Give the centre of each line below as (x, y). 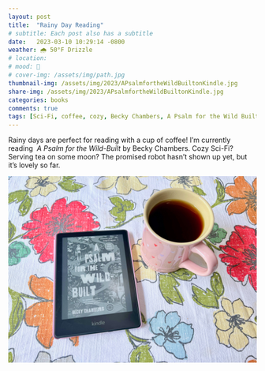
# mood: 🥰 (24, 67)
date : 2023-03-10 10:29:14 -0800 (67, 42)
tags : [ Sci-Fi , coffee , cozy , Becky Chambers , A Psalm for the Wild (123, 117)
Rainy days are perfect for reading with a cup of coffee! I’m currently (119, 140)
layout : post (30, 17)
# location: (28, 58)
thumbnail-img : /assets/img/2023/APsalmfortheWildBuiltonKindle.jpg (123, 83)
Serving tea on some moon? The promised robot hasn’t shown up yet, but (128, 157)
